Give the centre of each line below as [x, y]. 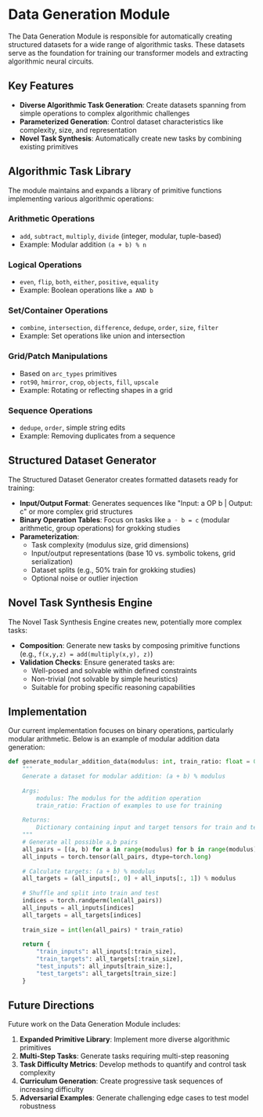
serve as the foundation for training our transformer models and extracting [128, 53]
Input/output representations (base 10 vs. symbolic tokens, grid [133, 553]
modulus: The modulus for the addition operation [119, 798]
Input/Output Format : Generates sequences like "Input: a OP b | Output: [136, 503]
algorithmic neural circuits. [51, 61]
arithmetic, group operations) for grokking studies [100, 528]
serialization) [52, 561]
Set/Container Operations [58, 310]
